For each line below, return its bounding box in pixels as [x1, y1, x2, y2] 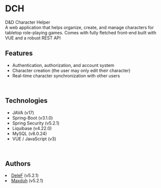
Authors [5, 159, 31, 168]
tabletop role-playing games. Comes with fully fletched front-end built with [5, 30, 157, 35]
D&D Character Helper [5, 19, 51, 25]
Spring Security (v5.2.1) [12, 120, 60, 126]
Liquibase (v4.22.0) [12, 125, 52, 131]
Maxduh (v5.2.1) [11, 178, 44, 184]
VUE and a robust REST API [5, 35, 61, 41]
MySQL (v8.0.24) [12, 130, 47, 136]
